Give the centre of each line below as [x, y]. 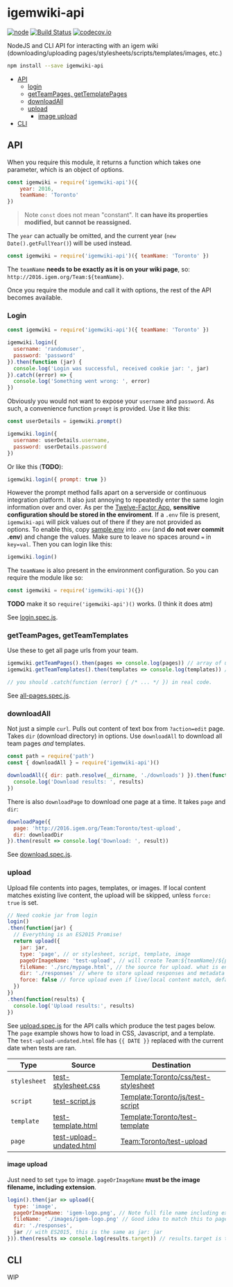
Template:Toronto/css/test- [166, 1077]
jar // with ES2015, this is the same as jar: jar [88, 1232]
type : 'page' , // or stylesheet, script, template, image [105, 954]
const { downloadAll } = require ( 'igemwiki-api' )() [83, 763]
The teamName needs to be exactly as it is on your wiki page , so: [99, 269]
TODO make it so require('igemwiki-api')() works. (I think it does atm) [110, 604]
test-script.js [74, 1101]
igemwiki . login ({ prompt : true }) [57, 479]
